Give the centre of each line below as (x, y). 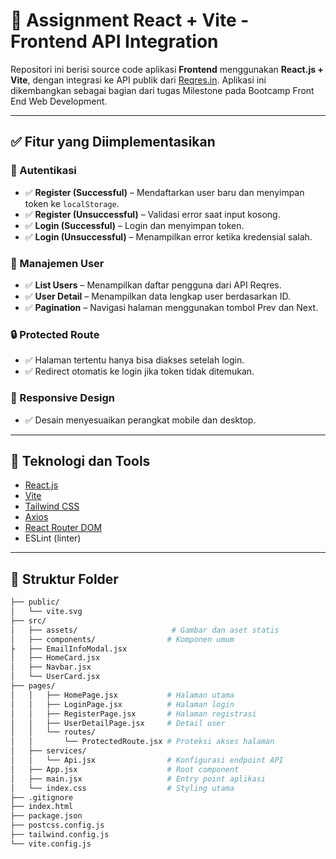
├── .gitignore (42, 797)
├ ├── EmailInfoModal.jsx (69, 649)
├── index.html (42, 807)
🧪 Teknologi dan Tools (80, 460)
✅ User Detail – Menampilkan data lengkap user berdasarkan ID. (157, 296)
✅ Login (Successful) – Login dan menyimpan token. (134, 225)
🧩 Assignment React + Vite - (130, 20)
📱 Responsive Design (62, 398)
